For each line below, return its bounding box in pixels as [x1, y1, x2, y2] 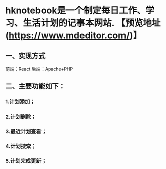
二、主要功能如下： [5, 82, 65, 91]
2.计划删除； [5, 113, 36, 120]
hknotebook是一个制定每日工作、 [5, 5, 146, 16]
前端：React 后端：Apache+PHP [5, 66, 73, 72]
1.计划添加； [5, 98, 35, 105]
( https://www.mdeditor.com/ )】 [5, 30, 142, 41]
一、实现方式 [5, 51, 46, 60]
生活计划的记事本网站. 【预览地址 [23, 17, 161, 29]
